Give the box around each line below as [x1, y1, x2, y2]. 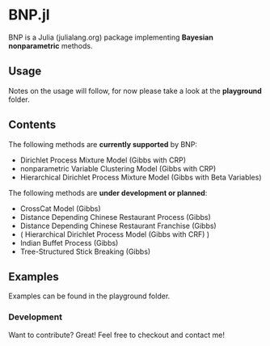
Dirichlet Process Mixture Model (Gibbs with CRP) [19, 155, 187, 165]
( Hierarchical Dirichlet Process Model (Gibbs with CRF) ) [19, 229, 210, 239]
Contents [8, 118, 57, 132]
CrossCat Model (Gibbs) [19, 204, 101, 213]
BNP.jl [8, 6, 50, 24]
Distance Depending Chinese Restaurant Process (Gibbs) [19, 212, 212, 222]
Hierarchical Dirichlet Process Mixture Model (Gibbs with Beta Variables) [19, 172, 262, 182]
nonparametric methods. [8, 40, 93, 50]
